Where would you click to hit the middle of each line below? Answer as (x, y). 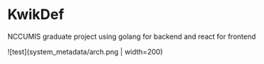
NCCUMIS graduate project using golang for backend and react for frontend (132, 36)
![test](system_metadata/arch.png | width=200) (85, 51)
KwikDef (36, 15)
